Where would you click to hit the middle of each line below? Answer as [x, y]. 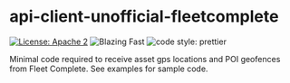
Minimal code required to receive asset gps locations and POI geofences [145, 59]
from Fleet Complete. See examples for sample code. [109, 69]
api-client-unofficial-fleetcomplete [144, 17]
